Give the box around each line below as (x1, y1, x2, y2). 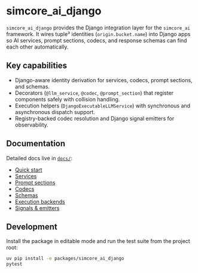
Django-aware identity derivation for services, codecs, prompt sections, (14, 76, 193, 83)
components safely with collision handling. (14, 95, 120, 103)
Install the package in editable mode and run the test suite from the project (6, 238, 190, 245)
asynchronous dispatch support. (14, 108, 96, 115)
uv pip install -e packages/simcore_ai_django (6, 256, 124, 262)
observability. (14, 121, 49, 128)
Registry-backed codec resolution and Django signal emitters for (14, 115, 175, 122)
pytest (6, 261, 23, 268)
